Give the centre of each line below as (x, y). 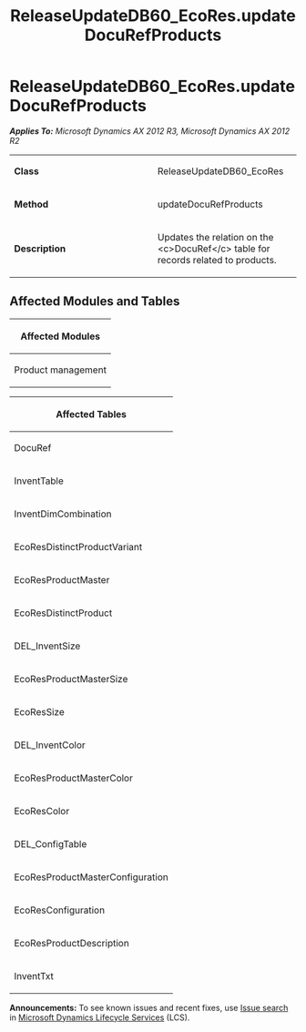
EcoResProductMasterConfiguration (91, 877)
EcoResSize (40, 711)
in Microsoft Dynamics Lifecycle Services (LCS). (100, 1017)
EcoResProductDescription (71, 943)
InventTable (39, 481)
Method (31, 204)
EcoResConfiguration (60, 910)
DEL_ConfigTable (51, 843)
